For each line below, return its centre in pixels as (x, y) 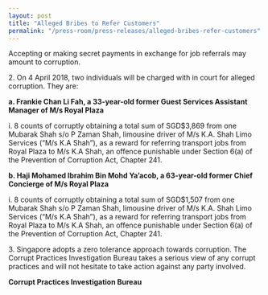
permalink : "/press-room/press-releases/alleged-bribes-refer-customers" (135, 31)
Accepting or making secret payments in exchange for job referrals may (128, 54)
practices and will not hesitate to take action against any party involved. (127, 267)
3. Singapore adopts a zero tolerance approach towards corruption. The (128, 249)
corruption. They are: (43, 86)
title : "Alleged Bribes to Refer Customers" (84, 23)
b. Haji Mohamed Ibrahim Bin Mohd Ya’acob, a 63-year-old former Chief (131, 176)
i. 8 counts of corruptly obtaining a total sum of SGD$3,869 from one (123, 126)
